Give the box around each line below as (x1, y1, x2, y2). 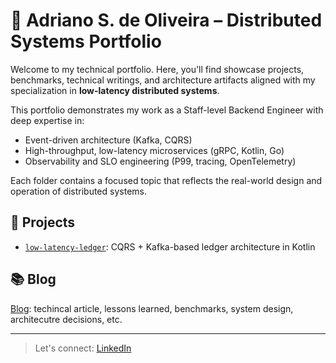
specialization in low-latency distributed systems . (10, 84, 220, 96)
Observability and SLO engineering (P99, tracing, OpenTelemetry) (24, 155, 297, 167)
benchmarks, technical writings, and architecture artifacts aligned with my (10, 74, 316, 86)
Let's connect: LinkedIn (34, 342, 132, 354)
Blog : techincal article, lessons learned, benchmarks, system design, (10, 302, 294, 314)
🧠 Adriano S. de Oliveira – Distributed (10, 9, 323, 32)
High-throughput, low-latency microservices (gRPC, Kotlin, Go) (24, 144, 285, 156)
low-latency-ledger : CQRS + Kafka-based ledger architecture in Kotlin (24, 240, 316, 253)
